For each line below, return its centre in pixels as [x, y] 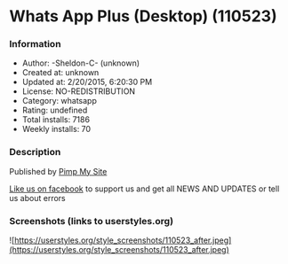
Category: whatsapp [60, 101]
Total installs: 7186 [56, 120]
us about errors [37, 198]
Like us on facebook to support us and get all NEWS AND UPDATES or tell [144, 189]
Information [35, 44]
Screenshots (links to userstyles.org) [92, 221]
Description [35, 152]
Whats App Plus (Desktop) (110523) [143, 16]
